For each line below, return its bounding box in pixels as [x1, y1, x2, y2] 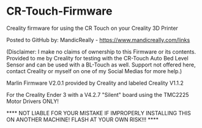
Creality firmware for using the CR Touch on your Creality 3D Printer [6, 24, 179, 32]
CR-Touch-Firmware [6, 4, 113, 18]
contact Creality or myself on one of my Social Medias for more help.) [6, 67, 182, 74]
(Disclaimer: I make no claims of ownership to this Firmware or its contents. [6, 48, 196, 55]
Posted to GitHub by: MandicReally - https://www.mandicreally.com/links [6, 36, 190, 43]
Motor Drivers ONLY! [6, 98, 59, 105]
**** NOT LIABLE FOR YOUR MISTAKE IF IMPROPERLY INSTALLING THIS [6, 109, 191, 116]
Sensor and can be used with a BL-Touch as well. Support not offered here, [6, 61, 196, 68]
